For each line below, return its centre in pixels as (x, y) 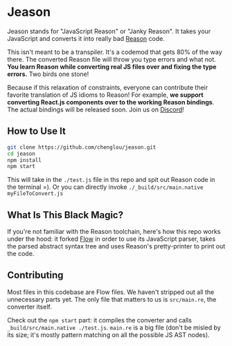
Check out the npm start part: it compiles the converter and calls (100, 320)
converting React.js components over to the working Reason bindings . (111, 102)
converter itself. (29, 307)
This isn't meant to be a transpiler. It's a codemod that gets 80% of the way (115, 52)
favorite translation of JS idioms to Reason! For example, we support (105, 95)
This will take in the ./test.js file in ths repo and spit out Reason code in (111, 180)
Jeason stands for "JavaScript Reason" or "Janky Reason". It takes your (109, 31)
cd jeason (21, 154)
